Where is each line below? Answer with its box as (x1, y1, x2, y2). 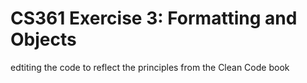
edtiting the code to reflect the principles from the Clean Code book (10, 61, 290, 73)
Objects (10, 28, 77, 51)
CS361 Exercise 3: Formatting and (10, 7, 298, 30)
